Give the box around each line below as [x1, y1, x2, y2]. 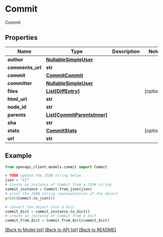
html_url [7, 96, 27, 102]
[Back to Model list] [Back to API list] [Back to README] [5, 227, 116, 233]
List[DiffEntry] [46, 87, 80, 94]
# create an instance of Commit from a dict [5, 214, 97, 219]
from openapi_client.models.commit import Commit [5, 164, 108, 169]
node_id [7, 103, 27, 110]
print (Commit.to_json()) [5, 196, 55, 201]
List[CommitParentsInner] [46, 111, 108, 118]
